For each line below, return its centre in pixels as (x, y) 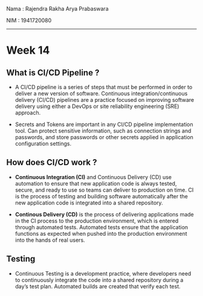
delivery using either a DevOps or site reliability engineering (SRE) (97, 106)
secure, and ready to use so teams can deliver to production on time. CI (104, 190)
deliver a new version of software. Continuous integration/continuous (101, 93)
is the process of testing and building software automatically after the (101, 196)
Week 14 (28, 50)
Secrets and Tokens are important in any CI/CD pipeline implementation (104, 124)
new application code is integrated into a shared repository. (89, 203)
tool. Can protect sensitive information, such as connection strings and (103, 131)
